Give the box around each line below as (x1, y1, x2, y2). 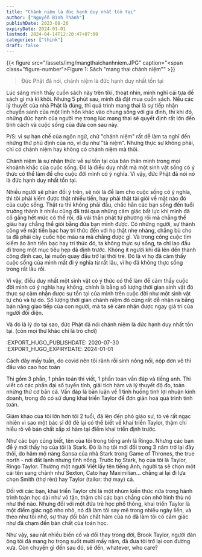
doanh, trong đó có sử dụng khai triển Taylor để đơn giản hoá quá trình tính (6, 394, 193, 402)
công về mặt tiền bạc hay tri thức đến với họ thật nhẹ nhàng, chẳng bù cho (6, 227, 192, 234)
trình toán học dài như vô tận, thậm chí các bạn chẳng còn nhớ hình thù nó (6, 494, 192, 501)
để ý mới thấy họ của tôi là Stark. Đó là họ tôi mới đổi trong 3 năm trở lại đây (6, 443, 195, 451)
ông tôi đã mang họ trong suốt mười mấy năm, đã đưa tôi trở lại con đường (6, 537, 191, 544)
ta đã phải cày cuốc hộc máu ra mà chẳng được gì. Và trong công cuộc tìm (6, 233, 192, 240)
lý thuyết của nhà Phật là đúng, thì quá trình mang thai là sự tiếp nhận (6, 101, 178, 109)
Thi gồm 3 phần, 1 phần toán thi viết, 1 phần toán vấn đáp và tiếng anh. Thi (6, 375, 191, 382)
